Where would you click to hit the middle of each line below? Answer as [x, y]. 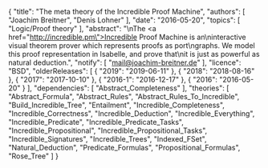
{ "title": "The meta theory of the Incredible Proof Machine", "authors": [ [127, 12]
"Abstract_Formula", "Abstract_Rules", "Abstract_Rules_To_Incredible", [124, 96]
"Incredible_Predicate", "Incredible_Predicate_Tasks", [96, 122]
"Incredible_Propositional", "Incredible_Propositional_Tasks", [108, 130]
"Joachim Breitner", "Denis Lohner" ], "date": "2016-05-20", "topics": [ [124, 20]
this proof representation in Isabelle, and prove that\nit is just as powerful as [134, 54]
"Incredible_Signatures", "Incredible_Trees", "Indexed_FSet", [108, 139]
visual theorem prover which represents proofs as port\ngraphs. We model [132, 46]
